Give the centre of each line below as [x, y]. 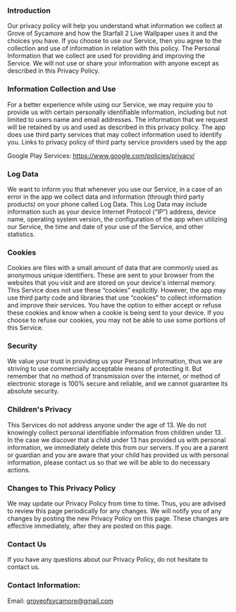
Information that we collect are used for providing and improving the [106, 56]
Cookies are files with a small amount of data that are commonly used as [113, 268]
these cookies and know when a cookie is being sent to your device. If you [116, 313]
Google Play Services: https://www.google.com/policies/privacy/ [101, 155]
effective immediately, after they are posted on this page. [90, 526]
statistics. [21, 234]
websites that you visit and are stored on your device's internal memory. [112, 283]
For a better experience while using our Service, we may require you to [110, 104]
